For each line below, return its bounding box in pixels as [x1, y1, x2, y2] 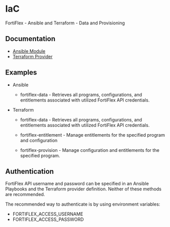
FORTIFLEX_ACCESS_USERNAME [12, 211, 84, 217]
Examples [5, 68, 37, 77]
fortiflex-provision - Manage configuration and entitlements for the [20, 147, 160, 153]
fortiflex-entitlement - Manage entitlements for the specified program [20, 132, 165, 138]
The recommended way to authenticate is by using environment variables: [5, 201, 160, 207]
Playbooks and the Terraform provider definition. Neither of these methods [5, 186, 161, 192]
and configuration [20, 137, 58, 143]
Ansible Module [12, 48, 46, 54]
